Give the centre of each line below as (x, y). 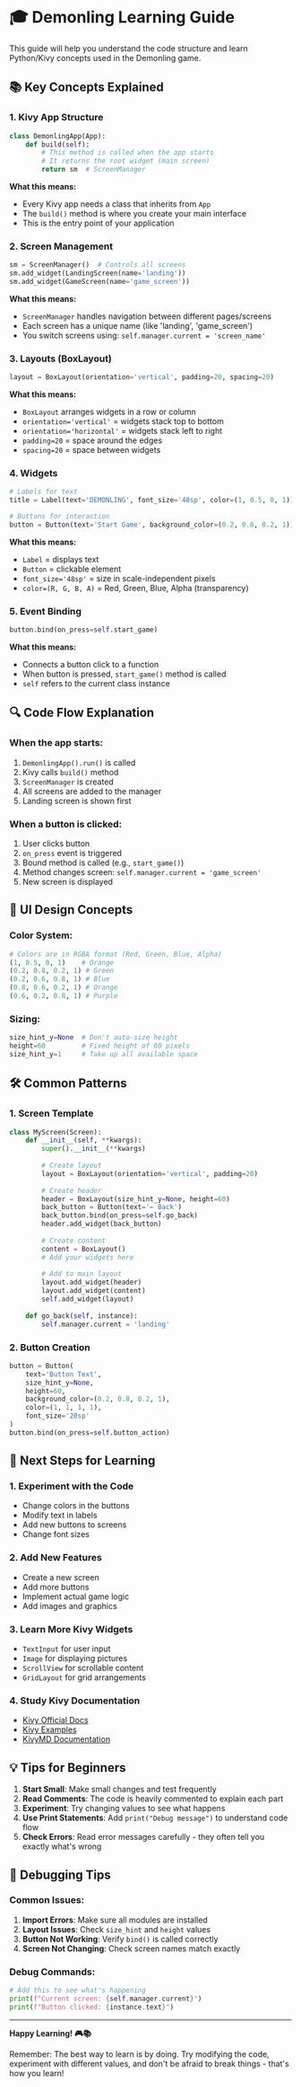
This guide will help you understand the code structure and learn (129, 48)
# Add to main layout (82, 1274)
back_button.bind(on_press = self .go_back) (120, 1216)
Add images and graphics (70, 1605)
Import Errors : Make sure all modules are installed (115, 1920)
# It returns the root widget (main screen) (126, 161)
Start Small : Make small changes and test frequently (119, 1790)
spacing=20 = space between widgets (91, 450)
